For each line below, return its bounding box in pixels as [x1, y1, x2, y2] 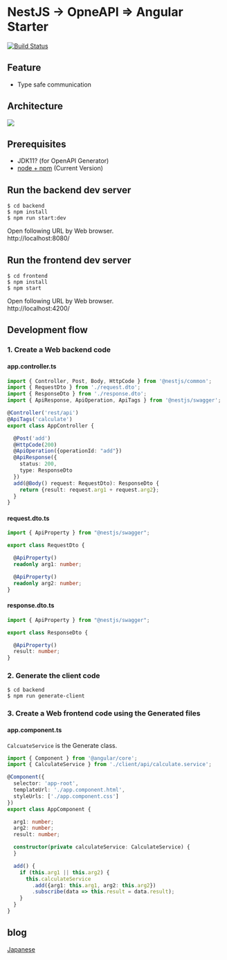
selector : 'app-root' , [13, 780, 79, 787]
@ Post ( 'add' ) [13, 434, 51, 442]
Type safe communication [17, 80, 92, 89]
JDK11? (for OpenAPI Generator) [17, 157, 109, 165]
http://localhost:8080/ [7, 234, 71, 242]
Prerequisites [7, 138, 66, 150]
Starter [7, 19, 48, 35]
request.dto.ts [7, 514, 50, 522]
